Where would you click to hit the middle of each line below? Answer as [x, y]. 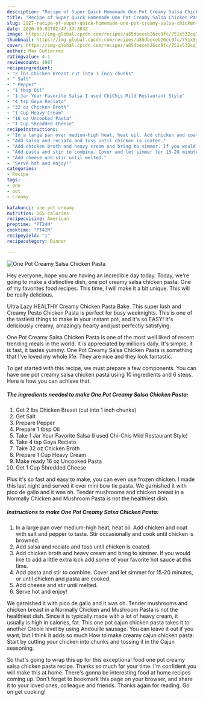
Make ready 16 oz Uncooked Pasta [58, 461]
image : [15, 34]
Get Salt [25, 416]
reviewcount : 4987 [30, 62]
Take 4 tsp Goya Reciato [46, 442]
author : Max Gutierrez [35, 51]
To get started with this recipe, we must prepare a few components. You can [102, 368]
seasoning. [20, 648]
